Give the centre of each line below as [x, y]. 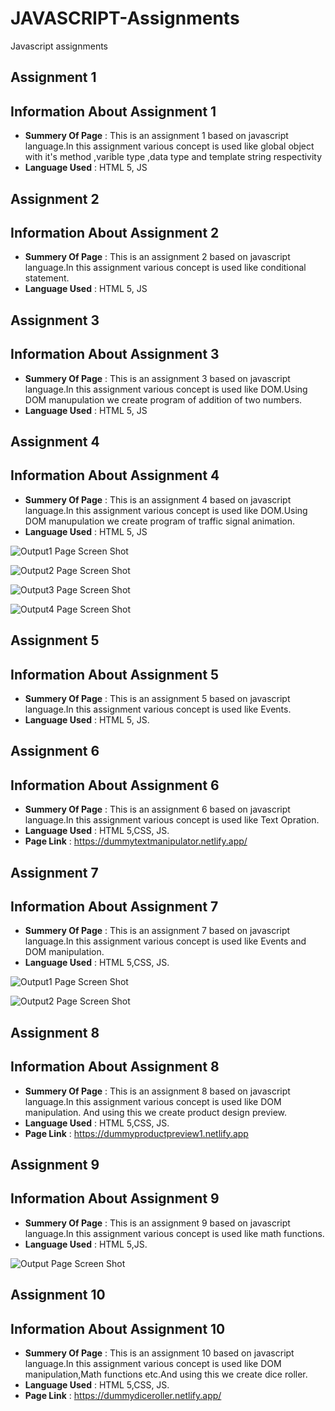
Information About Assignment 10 [118, 1328]
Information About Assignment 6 [115, 785]
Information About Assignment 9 [115, 1198]
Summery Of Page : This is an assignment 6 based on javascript [157, 809]
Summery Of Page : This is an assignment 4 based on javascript [158, 499]
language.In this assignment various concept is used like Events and [165, 941]
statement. [47, 278]
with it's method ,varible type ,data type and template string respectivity [173, 157]
